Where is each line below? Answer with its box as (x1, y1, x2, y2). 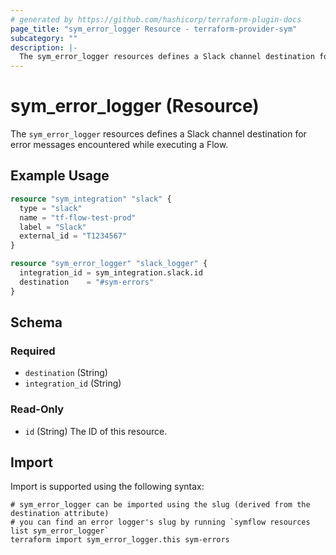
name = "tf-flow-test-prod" (19, 212, 137, 223)
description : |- (10, 42, 78, 53)
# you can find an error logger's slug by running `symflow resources (10, 517, 311, 528)
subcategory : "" (10, 33, 78, 43)
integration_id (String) (24, 377, 122, 390)
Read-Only (10, 402, 65, 416)
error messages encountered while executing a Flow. (10, 139, 229, 151)
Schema (10, 314, 63, 331)
